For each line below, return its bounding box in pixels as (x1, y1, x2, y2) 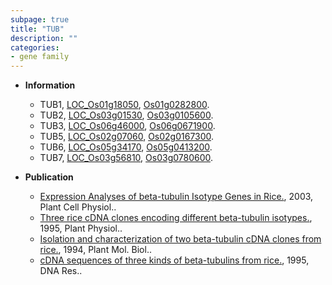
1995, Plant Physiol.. (39, 222, 123, 235)
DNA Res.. (39, 265, 83, 277)
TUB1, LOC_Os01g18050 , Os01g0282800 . (39, 99, 210, 111)
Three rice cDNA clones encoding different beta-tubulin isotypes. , (39, 212, 313, 224)
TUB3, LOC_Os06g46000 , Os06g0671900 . (39, 120, 216, 132)
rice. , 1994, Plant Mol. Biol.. (39, 244, 152, 256)
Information (24, 79, 76, 91)
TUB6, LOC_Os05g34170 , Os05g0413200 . (39, 141, 213, 153)
